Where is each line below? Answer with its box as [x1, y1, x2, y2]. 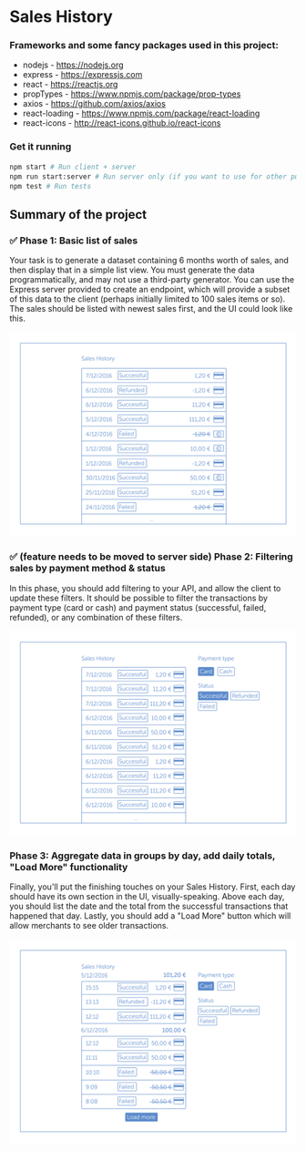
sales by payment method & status [9, 562, 166, 575]
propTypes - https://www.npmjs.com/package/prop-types [22, 88, 241, 99]
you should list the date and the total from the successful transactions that [9, 900, 289, 912]
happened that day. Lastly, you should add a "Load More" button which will [9, 910, 291, 921]
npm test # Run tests [9, 181, 92, 190]
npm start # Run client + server [9, 162, 137, 171]
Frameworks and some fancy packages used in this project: [9, 39, 280, 52]
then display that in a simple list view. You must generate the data [9, 264, 255, 275]
